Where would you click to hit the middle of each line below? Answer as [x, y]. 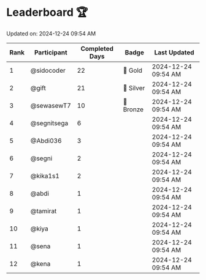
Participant [51, 52]
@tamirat [44, 211]
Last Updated [174, 52]
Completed [97, 48]
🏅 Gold [133, 70]
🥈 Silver [134, 88]
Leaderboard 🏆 [47, 13]
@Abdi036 [46, 141]
